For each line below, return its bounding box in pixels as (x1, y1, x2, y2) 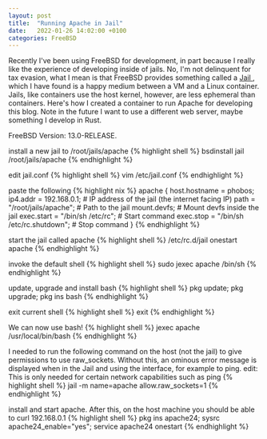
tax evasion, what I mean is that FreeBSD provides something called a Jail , (8, 73, 256, 82)
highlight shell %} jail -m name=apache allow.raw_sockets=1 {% (8, 381, 219, 390)
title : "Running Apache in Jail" (8, 19, 124, 27)
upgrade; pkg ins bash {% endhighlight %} (8, 292, 149, 301)
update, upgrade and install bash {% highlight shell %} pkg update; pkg (8, 283, 244, 293)
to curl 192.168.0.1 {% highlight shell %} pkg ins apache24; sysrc (8, 413, 221, 423)
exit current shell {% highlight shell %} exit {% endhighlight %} (8, 307, 215, 317)
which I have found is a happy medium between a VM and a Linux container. (8, 82, 260, 91)
